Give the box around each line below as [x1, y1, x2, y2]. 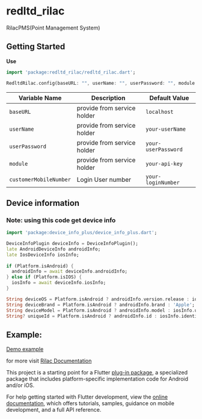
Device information [6, 197, 80, 208]
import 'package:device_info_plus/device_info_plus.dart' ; [6, 230, 158, 236]
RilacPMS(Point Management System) [6, 24, 100, 31]
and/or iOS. [6, 382, 35, 389]
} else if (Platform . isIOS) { [6, 274, 82, 281]
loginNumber [145, 179, 180, 186]
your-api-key [145, 160, 183, 167]
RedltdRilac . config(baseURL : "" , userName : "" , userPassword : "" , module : [6, 80, 198, 86]
